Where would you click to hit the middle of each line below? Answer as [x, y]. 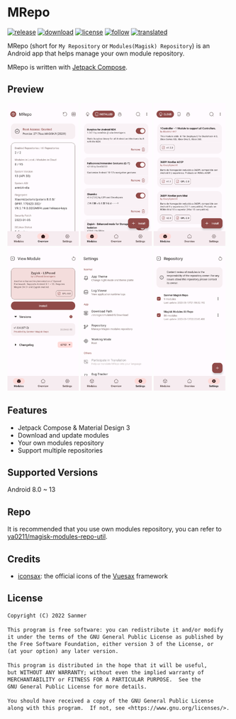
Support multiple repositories [60, 450]
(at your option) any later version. [63, 651]
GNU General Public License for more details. [77, 686]
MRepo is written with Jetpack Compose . [67, 67]
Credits [24, 559]
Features [27, 410]
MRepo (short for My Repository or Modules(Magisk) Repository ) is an [109, 45]
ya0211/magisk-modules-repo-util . [57, 536]
